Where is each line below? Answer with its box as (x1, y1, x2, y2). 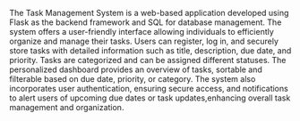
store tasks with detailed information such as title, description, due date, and (9, 45, 292, 56)
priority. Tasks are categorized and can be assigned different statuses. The (9, 55, 287, 65)
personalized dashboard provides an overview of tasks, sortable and (9, 64, 262, 75)
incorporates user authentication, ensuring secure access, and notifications (9, 84, 288, 93)
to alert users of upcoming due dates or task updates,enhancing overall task (9, 93, 291, 103)
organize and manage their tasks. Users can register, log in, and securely (9, 36, 279, 46)
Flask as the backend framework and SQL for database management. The (9, 17, 282, 28)
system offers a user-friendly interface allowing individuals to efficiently (9, 27, 275, 36)
